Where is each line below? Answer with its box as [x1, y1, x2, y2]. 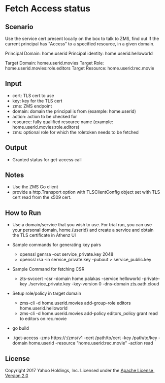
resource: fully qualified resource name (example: [12, 119, 113, 125]
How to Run [5, 209, 41, 217]
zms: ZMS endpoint [12, 103, 52, 109]
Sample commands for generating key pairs [12, 242, 101, 248]
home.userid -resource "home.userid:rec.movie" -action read [29, 340, 154, 346]
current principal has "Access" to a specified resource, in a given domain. [5, 41, 155, 47]
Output [5, 143, 27, 152]
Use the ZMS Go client [12, 184, 58, 190]
